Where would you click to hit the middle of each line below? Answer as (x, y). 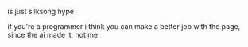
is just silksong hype (41, 11)
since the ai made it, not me (53, 35)
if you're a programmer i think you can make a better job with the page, (124, 26)
